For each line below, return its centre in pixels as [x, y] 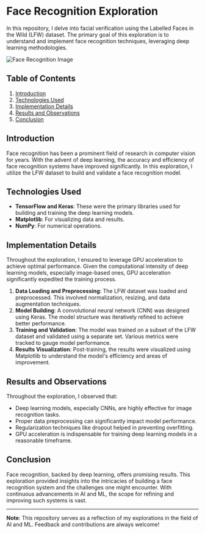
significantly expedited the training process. [62, 280]
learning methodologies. [37, 48]
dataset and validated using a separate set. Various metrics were [97, 336]
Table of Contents [41, 78]
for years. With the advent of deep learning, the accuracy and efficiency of [100, 159]
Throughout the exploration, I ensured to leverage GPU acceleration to [95, 260]
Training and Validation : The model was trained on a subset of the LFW [106, 330]
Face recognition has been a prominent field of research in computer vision [101, 153]
